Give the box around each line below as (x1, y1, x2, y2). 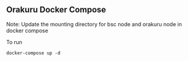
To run (6, 38, 23, 45)
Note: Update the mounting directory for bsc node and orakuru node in (6, 20, 182, 27)
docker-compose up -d (6, 50, 61, 56)
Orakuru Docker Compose (6, 5, 107, 15)
